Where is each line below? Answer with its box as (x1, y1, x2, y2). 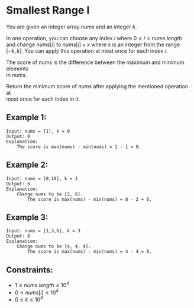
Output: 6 (6, 181, 31, 187)
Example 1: (6, 113, 47, 123)
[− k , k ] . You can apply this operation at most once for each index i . (6, 47, 168, 54)
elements (6, 65, 29, 72)
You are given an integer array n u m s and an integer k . (6, 23, 137, 30)
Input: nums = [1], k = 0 (6, 128, 70, 134)
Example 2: (6, 160, 48, 170)
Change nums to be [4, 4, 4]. (17, 243, 92, 249)
